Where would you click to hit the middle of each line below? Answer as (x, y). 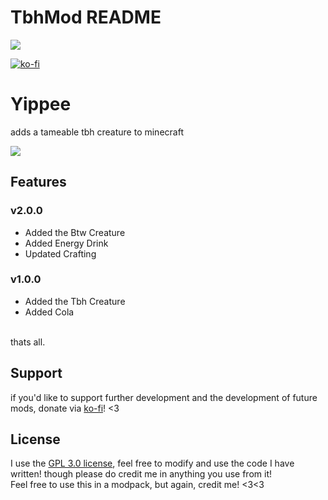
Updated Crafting (60, 253)
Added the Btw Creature (75, 232)
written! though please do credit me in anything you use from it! (141, 474)
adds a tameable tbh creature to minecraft (97, 132)
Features (38, 182)
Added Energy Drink (66, 243)
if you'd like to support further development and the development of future (164, 397)
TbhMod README (86, 17)
